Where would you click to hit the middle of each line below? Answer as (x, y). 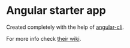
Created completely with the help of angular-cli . (65, 27)
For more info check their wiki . (44, 38)
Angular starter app (56, 10)
